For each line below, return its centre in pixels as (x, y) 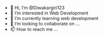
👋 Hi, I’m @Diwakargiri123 (37, 8)
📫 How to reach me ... (34, 29)
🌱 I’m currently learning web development (54, 18)
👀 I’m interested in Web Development (49, 13)
